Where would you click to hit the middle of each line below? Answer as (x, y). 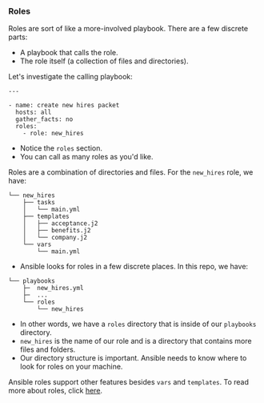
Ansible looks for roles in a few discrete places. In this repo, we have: (134, 267)
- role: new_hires (53, 134)
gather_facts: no (44, 119)
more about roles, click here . (55, 391)
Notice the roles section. (61, 148)
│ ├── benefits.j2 (57, 231)
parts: (18, 37)
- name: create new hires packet (64, 106)
